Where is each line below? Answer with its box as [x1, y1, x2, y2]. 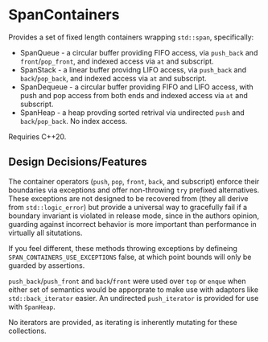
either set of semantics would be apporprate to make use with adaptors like [8, 284, 259, 295]
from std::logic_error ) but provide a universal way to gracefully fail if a [8, 202, 248, 212]
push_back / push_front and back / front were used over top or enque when [8, 276, 246, 286]
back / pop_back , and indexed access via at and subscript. [19, 73, 207, 83]
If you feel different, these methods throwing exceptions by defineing [8, 243, 237, 253]
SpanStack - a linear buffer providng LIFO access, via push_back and [19, 64, 247, 74]
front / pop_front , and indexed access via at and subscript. [19, 56, 215, 66]
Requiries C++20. [8, 131, 67, 142]
